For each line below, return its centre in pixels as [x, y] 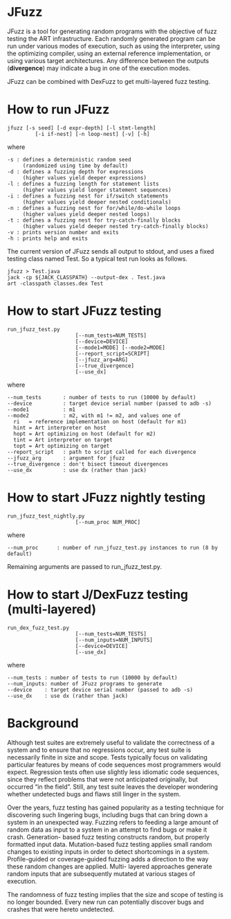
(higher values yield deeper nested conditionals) [97, 202]
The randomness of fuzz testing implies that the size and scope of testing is [115, 894]
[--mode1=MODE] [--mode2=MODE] [120, 347]
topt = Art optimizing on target [62, 446]
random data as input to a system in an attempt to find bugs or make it [107, 830]
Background [43, 723]
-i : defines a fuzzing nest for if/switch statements [88, 196]
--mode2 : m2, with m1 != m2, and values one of [94, 415]
